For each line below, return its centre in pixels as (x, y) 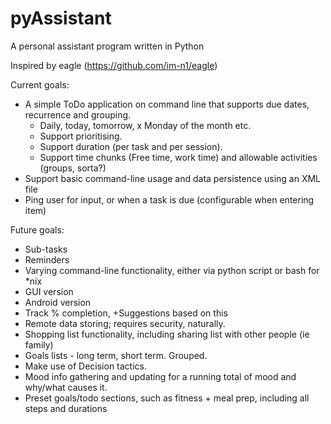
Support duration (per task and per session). (131, 146)
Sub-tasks (46, 249)
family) (39, 344)
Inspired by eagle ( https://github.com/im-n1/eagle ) (114, 65)
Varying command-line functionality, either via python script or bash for (172, 270)
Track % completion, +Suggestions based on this (126, 313)
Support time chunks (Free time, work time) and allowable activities (178, 157)
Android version (58, 302)
